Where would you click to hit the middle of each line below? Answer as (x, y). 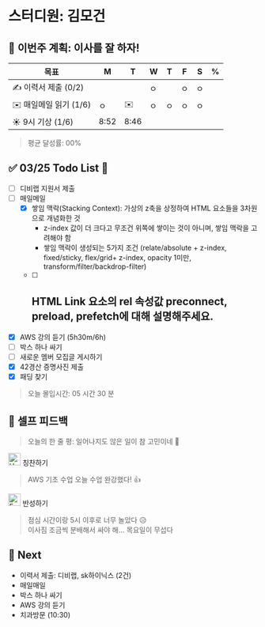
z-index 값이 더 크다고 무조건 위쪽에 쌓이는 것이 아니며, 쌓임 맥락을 (146, 228)
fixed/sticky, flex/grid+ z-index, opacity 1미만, (117, 257)
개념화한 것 (63, 218)
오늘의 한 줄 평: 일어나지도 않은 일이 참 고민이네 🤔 (104, 441)
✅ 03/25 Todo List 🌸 (58, 168)
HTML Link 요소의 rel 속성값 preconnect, (129, 302)
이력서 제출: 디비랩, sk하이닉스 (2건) (76, 575)
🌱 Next (25, 555)
